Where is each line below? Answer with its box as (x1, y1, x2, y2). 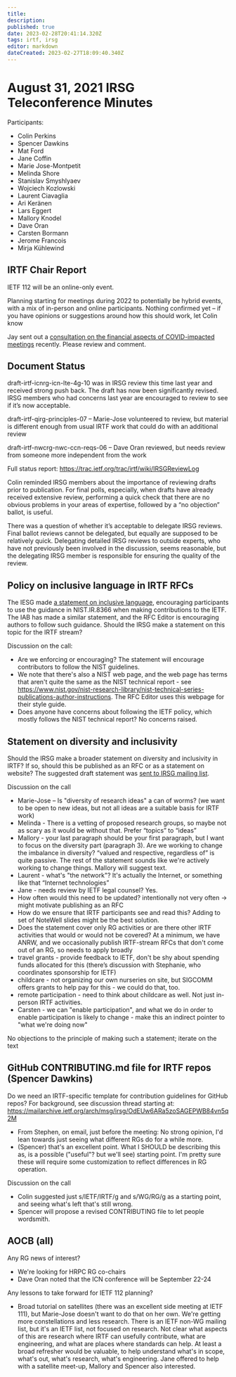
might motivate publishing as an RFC (17, 901, 124, 909)
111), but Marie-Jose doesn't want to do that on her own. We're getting (17, 1309, 221, 1318)
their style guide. (17, 700, 67, 709)
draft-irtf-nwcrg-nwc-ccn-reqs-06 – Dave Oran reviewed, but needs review (7, 444, 226, 452)
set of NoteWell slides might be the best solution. (17, 916, 159, 925)
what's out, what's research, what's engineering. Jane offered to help (17, 1354, 219, 1363)
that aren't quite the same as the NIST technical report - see (17, 678, 192, 686)
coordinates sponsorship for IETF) (17, 968, 117, 977)
